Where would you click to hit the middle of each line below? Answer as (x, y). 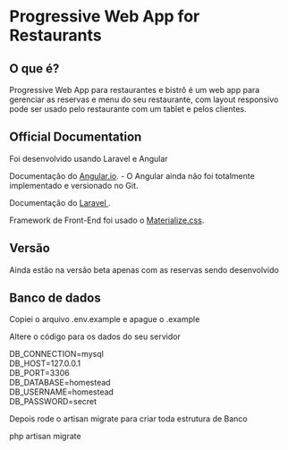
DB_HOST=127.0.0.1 (45, 363)
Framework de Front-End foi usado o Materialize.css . (107, 220)
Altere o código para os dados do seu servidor (95, 336)
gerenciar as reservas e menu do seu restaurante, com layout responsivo (144, 99)
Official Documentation (76, 137)
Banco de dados (55, 298)
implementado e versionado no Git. (74, 185)
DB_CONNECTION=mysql (57, 354)
